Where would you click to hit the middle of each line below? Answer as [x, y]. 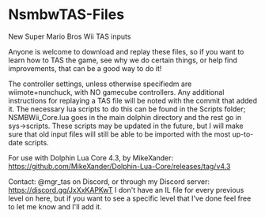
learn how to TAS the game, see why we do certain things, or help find [123, 60]
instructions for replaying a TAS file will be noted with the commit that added [133, 100]
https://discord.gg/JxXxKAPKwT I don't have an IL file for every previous [126, 190]
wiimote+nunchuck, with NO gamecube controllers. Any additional [116, 92]
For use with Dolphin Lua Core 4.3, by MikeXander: [91, 158]
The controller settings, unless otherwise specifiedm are [100, 84]
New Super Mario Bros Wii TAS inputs [70, 36]
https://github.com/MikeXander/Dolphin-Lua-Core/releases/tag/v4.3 [119, 166]
